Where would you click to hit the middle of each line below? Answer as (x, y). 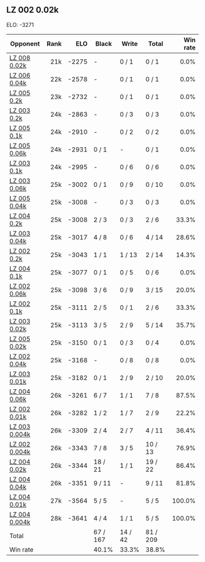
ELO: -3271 (20, 24)
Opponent (25, 43)
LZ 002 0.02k (33, 10)
